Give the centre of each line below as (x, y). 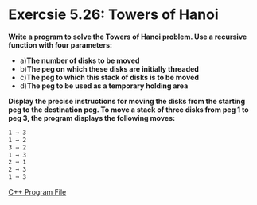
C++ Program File (37, 192)
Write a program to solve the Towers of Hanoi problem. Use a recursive (128, 37)
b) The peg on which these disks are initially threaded (109, 68)
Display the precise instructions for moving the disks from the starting (127, 101)
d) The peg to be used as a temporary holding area (104, 86)
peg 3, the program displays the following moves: (92, 118)
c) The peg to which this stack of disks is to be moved (109, 77)
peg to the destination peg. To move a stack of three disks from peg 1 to (128, 110)
